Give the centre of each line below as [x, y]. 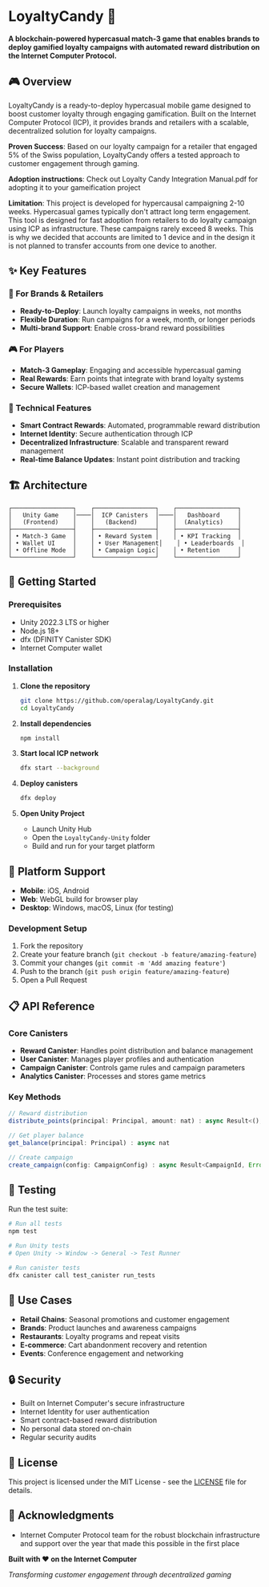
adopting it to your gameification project [74, 187]
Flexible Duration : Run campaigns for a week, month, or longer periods [138, 319]
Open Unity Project [52, 814]
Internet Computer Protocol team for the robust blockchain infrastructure [140, 1535]
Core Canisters [38, 1033]
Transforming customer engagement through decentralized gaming [120, 1574]
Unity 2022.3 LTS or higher [64, 622]
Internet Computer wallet [61, 647]
